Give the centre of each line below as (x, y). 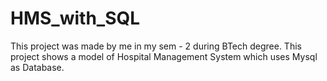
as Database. (37, 67)
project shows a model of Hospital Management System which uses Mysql (164, 56)
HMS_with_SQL (75, 18)
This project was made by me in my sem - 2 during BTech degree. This (156, 46)
